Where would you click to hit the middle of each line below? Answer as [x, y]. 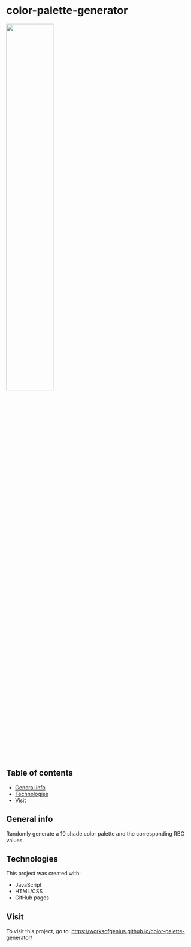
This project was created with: [43, 874]
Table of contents [40, 773]
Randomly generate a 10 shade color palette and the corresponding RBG [95, 833]
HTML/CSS [29, 892]
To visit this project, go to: [38, 931]
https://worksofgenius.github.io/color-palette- [128, 931]
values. [15, 840]
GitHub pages [32, 898]
